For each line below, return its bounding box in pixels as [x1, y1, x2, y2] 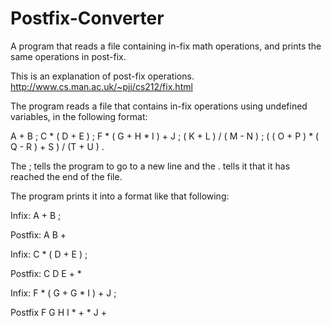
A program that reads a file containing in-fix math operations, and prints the [10, 40, 322, 52]
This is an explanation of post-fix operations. [10, 70, 195, 82]
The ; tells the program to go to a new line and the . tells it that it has [10, 160, 291, 172]
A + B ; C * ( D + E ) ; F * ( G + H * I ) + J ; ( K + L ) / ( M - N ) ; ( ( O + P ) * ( [10, 130, 320, 142]
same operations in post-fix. [10, 50, 127, 62]
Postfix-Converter [10, 7, 165, 30]
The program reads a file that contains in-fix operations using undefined [10, 100, 308, 112]
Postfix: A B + [10, 228, 67, 241]
